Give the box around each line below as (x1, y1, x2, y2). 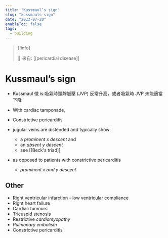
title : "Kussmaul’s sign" (5, 7, 60, 13)
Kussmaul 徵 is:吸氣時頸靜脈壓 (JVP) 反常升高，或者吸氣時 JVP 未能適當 (12, 90, 163, 97)
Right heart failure (12, 200, 51, 206)
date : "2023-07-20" (5, 17, 47, 22)
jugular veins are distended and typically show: (12, 126, 111, 132)
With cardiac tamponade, (12, 107, 66, 113)
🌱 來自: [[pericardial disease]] (17, 55, 80, 61)
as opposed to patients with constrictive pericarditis (12, 157, 121, 163)
